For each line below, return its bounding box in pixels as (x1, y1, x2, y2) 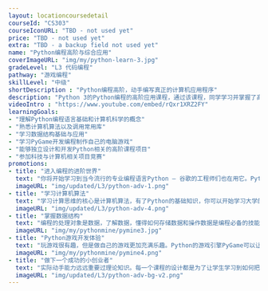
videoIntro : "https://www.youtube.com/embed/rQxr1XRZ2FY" (8, 100, 209, 108)
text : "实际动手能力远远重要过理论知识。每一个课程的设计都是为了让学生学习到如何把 (15, 264, 261, 272)
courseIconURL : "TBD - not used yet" (8, 26, 134, 34)
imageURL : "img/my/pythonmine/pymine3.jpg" (15, 226, 162, 235)
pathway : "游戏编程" (8, 71, 72, 79)
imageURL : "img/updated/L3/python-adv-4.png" (15, 204, 170, 212)
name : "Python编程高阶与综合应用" (8, 49, 112, 57)
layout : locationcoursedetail (8, 11, 109, 20)
